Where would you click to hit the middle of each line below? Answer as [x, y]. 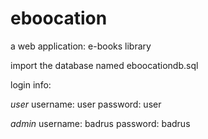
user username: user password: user [86, 104]
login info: [31, 84]
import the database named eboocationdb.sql [104, 65]
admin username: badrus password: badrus [100, 123]
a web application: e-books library [81, 46]
